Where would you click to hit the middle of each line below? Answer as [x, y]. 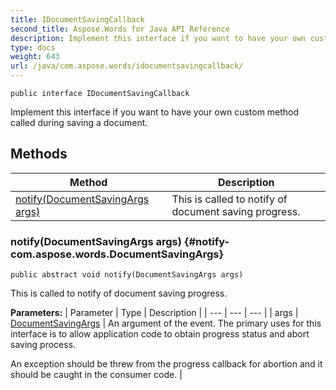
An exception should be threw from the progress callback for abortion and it [166, 364]
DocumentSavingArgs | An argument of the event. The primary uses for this [166, 323]
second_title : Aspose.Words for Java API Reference [120, 29]
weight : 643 [35, 57]
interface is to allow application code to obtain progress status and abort [160, 334]
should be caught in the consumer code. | [96, 375]
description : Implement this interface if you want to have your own [158, 38]
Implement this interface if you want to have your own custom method [155, 112]
